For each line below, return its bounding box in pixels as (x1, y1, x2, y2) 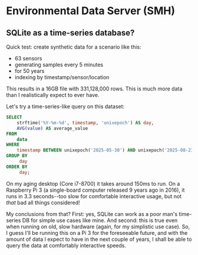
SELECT (6, 114, 22, 120)
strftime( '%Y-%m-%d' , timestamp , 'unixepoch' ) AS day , (16, 120, 154, 125)
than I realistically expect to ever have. (6, 92, 100, 98)
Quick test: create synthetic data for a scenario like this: (6, 43, 141, 50)
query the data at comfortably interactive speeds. (6, 241, 127, 249)
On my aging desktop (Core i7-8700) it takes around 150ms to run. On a (6, 180, 180, 187)
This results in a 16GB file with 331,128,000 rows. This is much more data (6, 85, 183, 92)
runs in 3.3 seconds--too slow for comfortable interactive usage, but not (6, 192, 182, 199)
